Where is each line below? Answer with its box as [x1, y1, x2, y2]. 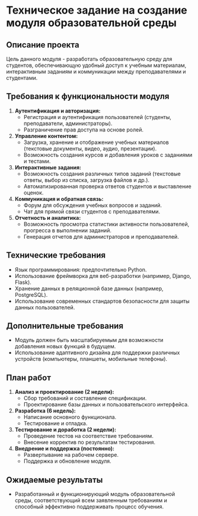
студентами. [6, 75, 38, 81]
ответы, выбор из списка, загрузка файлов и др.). [23, 176, 150, 184]
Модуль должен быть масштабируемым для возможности [14, 336, 164, 344]
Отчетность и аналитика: [14, 214, 81, 221]
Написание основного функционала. [23, 414, 117, 421]
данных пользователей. [14, 303, 75, 311]
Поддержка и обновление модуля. [23, 457, 111, 465]
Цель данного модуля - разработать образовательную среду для [6, 56, 173, 62]
